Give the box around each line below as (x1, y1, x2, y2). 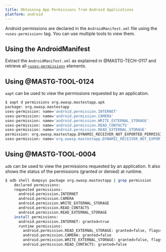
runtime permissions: (18, 223, 63, 229)
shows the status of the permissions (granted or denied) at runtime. (5, 168, 143, 174)
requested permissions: (14, 187, 63, 192)
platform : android (5, 12, 43, 17)
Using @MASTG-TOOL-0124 (5, 77, 94, 86)
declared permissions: (14, 183, 61, 188)
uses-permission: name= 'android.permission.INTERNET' (5, 109, 119, 114)
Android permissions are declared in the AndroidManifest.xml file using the (5, 25, 158, 31)
